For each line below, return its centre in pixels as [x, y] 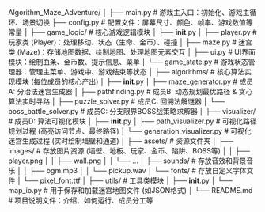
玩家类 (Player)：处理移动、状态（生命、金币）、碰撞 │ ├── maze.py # [123, 42]
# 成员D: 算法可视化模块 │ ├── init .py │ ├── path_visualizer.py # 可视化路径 [132, 121]
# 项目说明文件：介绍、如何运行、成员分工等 [81, 200]
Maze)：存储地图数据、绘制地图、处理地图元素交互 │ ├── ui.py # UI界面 [137, 52]
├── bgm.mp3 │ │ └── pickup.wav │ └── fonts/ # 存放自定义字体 [138, 170]
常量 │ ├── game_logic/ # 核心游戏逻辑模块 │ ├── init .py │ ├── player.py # [132, 32]
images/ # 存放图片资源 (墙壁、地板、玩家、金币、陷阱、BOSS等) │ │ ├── [129, 151]
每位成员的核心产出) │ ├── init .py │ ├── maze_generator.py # [136, 81]
